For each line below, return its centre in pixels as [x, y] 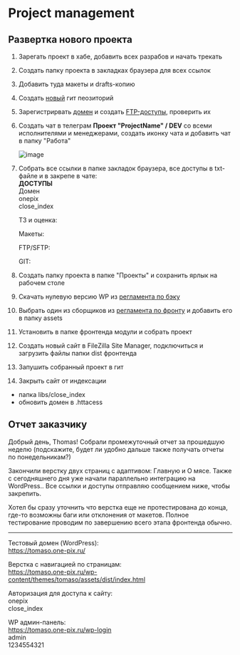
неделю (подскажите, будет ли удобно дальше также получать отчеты [116, 449]
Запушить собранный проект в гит [71, 367]
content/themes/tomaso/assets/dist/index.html [77, 579]
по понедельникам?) [40, 457]
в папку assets [40, 318]
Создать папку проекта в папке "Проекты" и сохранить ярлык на [118, 275]
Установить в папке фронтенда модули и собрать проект [105, 332]
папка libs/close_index [52, 394]
